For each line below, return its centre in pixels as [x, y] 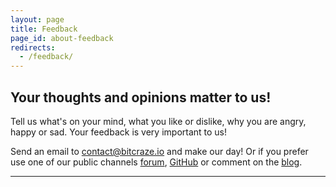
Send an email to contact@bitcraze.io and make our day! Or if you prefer [159, 151]
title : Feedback [44, 29]
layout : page [37, 19]
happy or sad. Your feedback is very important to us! [119, 132]
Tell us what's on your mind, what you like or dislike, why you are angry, [158, 121]
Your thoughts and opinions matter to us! [141, 97]
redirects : [33, 47]
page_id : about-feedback [62, 38]
